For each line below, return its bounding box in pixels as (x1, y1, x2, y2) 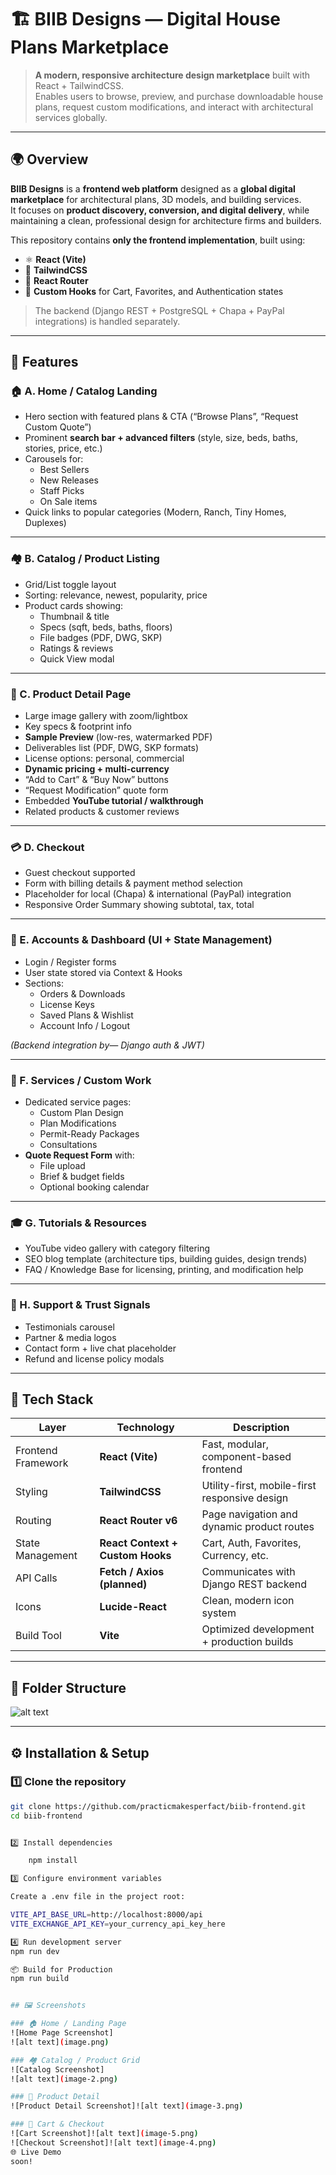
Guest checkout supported (24, 867, 136, 879)
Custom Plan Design (39, 1106, 124, 1118)
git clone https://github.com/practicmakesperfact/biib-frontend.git (10, 1801, 307, 1811)
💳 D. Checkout (10, 840, 85, 854)
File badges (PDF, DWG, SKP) (39, 631, 163, 643)
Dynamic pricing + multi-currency (24, 763, 170, 775)
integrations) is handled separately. (34, 315, 181, 327)
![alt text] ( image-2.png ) (10, 2074, 118, 2084)
